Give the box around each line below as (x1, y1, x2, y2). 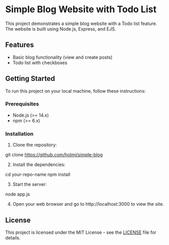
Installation (5, 130, 34, 137)
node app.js (5, 191, 30, 197)
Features (5, 41, 34, 49)
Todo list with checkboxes (12, 60, 67, 66)
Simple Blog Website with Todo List (5, 4, 157, 15)
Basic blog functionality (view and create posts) (12, 54, 113, 60)
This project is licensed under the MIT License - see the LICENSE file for (5, 229, 156, 235)
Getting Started (5, 74, 55, 83)
